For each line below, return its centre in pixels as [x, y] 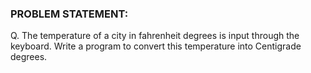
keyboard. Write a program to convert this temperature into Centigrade [156, 46]
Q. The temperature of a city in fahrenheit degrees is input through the [155, 36]
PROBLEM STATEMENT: [69, 14]
